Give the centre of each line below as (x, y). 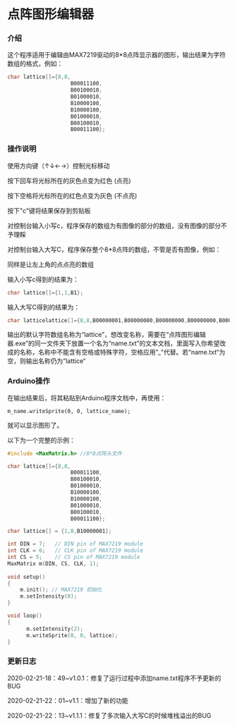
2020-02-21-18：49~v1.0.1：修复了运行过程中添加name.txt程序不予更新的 (114, 678)
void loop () (25, 616)
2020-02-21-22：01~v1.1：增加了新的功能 (68, 700)
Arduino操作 (29, 381)
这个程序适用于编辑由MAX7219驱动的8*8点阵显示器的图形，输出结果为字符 (117, 55)
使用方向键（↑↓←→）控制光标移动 (59, 166)
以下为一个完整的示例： (41, 440)
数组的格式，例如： (35, 63)
